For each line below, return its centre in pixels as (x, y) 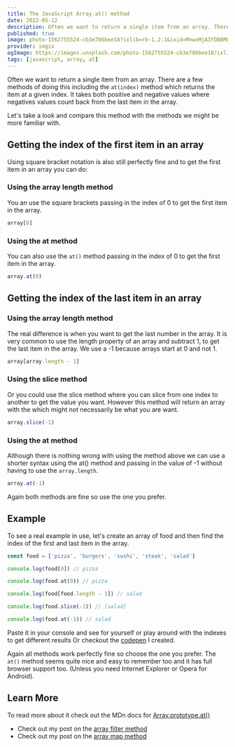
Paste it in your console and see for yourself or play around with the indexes (117, 633)
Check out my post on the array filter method (82, 728)
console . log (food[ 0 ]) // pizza (53, 569)
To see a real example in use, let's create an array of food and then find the (115, 536)
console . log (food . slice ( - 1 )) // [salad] (67, 607)
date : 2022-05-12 (33, 20)
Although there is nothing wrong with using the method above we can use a (116, 455)
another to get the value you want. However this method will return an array (116, 402)
